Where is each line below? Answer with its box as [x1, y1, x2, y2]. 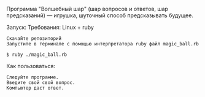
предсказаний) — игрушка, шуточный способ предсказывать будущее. [6, 12, 193, 19]
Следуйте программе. [6, 74, 60, 80]
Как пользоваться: [6, 63, 55, 69]
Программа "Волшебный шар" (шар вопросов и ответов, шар [6, 6, 169, 12]
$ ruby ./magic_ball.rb [6, 52, 68, 58]
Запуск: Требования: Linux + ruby [6, 24, 94, 31]
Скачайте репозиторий [6, 36, 62, 42]
